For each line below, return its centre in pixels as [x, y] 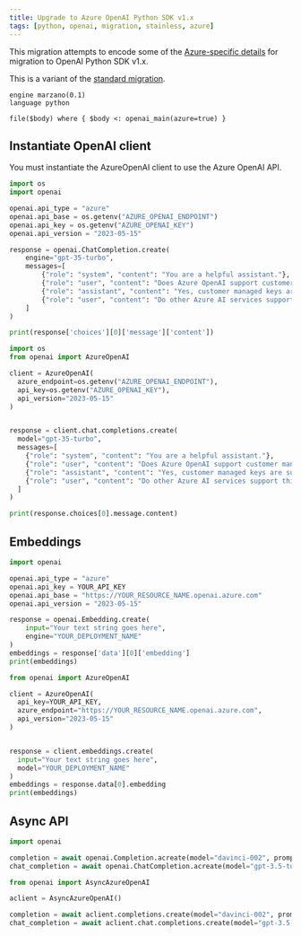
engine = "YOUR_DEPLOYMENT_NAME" [84, 637]
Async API [39, 821]
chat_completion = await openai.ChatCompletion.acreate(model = [130, 866]
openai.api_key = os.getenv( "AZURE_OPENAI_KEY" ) [102, 225]
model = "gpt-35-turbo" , [60, 439]
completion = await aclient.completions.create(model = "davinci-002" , [142, 915]
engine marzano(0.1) [48, 95]
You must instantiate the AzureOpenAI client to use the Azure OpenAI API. [146, 168]
